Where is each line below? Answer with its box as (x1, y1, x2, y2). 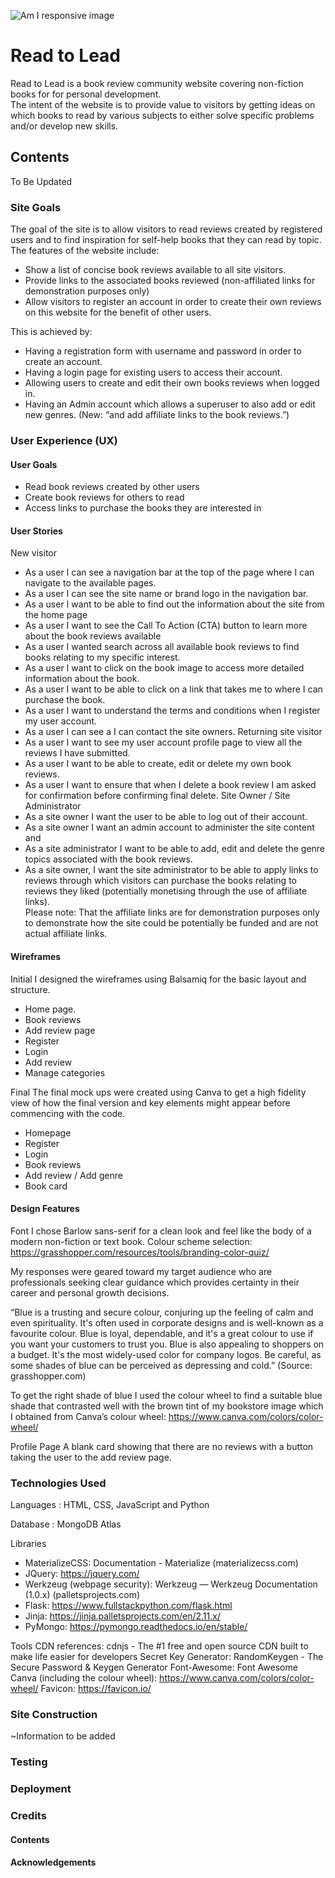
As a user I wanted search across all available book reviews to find (24, 641, 300, 653)
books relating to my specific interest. (24, 651, 181, 664)
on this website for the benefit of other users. (24, 306, 212, 319)
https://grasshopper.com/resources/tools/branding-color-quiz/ (10, 1246, 270, 1258)
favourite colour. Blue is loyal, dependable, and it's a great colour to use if (10, 1327, 314, 1339)
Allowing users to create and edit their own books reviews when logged (24, 377, 320, 389)
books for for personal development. (10, 88, 162, 100)
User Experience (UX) (10, 433, 118, 447)
